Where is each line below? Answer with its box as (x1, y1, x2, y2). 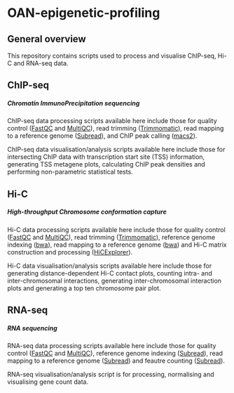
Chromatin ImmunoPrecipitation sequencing (7, 98, 140, 107)
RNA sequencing (7, 323, 57, 332)
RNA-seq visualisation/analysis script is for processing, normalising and (7, 371, 215, 379)
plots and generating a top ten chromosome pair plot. (7, 283, 161, 292)
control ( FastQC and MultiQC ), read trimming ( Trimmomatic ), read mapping (7, 124, 224, 133)
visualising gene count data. (7, 378, 89, 386)
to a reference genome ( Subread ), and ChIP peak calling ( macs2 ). (7, 131, 198, 140)
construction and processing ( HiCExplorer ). (7, 247, 133, 256)
